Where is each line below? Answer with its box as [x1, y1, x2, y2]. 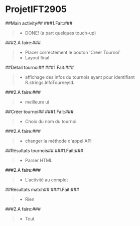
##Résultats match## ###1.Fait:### [5, 186, 79, 192]
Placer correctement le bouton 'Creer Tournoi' [25, 49, 121, 55]
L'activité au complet [25, 177, 68, 183]
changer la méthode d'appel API [25, 138, 92, 144]
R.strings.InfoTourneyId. [25, 79, 75, 85]
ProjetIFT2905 [5, 4, 67, 15]
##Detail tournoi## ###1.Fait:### [5, 64, 74, 70]
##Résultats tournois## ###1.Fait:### [5, 147, 84, 154]
